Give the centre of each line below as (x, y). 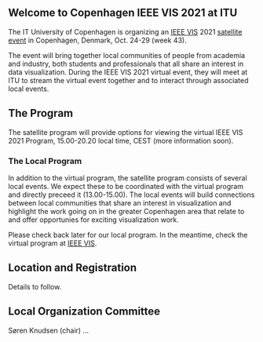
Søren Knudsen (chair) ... (48, 330)
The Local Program (45, 161)
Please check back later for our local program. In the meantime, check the (128, 235)
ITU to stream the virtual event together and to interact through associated (128, 80)
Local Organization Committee (84, 312)
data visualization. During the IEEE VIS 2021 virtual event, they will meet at (128, 72)
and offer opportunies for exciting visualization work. (93, 220)
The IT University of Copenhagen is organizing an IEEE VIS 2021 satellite (125, 31)
